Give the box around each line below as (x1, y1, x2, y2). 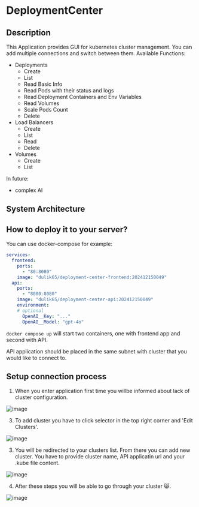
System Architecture (6, 204, 85, 214)
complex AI (14, 187, 43, 194)
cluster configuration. (14, 394, 68, 401)
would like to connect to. (6, 354, 67, 361)
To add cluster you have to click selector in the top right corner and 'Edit (14, 417, 193, 424)
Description (6, 28, 51, 38)
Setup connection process (6, 371, 107, 382)
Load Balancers (14, 119, 54, 126)
